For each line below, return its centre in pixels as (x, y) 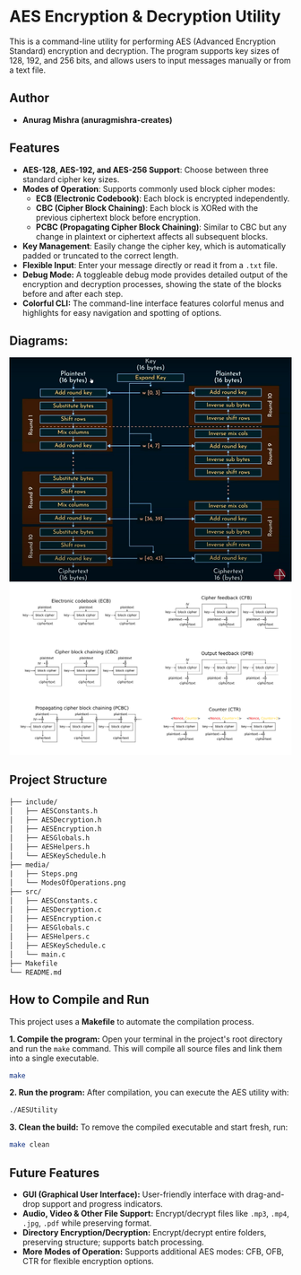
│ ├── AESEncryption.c (56, 918)
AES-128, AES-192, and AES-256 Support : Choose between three (145, 170)
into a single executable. (54, 1058)
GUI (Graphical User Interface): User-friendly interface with (133, 1194)
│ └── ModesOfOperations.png (68, 882)
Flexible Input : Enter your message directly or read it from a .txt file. (150, 265)
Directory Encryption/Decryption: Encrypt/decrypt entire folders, (144, 1233)
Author (29, 98)
